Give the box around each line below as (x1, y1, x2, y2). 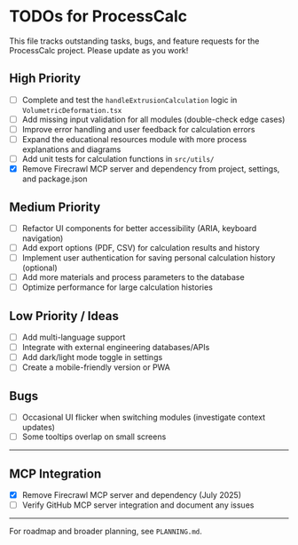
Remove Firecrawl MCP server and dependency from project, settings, (21, 164, 280, 174)
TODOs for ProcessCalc (9, 6, 188, 27)
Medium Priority (9, 199, 101, 214)
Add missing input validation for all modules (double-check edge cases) (21, 114, 286, 124)
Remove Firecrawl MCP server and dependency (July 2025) (21, 490, 242, 501)
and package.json (21, 173, 88, 184)
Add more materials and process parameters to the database (21, 272, 246, 283)
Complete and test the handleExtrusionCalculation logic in (21, 94, 238, 105)
